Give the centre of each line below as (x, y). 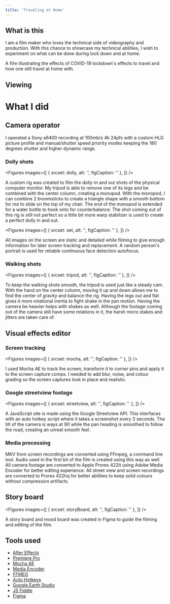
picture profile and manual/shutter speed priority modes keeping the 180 (81, 143)
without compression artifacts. (37, 481)
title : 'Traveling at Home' (35, 10)
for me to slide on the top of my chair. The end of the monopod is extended (84, 204)
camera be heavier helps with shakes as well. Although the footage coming (84, 307)
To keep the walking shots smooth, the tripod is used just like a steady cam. (84, 285)
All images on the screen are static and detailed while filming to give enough (85, 240)
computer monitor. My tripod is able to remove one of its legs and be (77, 188)
